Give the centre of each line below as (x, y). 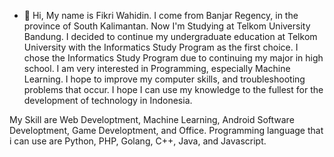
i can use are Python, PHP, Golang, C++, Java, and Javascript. (138, 141)
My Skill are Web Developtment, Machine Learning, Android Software (152, 119)
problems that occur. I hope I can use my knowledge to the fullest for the (173, 89)
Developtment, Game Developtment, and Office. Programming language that (166, 130)
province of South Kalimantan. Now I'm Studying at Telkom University (167, 26)
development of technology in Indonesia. (108, 100)
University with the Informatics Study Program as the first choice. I (161, 47)
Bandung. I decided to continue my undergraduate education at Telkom (170, 36)
